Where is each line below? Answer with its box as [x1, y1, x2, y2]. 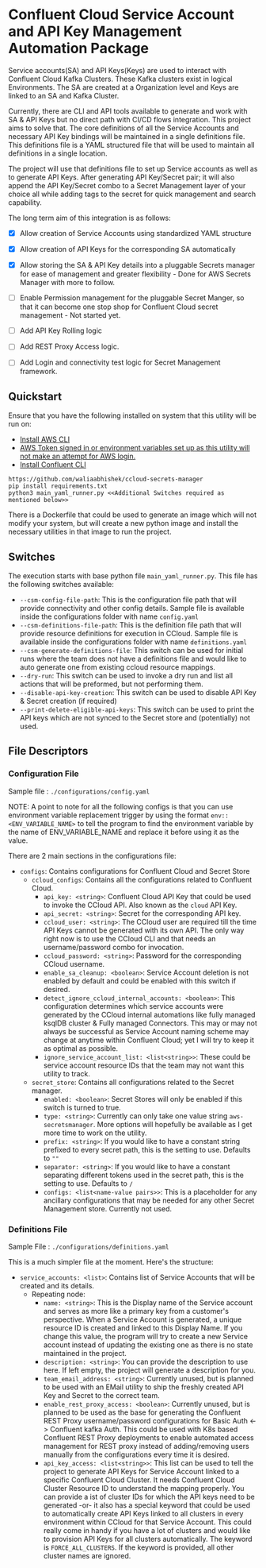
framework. [19, 367, 58, 377]
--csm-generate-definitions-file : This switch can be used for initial [19, 646, 244, 655]
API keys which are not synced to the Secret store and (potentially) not [19, 713, 251, 722]
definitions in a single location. [8, 149, 108, 158]
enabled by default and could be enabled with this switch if [43, 975, 236, 986]
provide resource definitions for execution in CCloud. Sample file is [19, 629, 239, 638]
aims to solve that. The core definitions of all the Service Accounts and [8, 123, 239, 133]
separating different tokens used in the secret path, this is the [43, 1170, 244, 1180]
